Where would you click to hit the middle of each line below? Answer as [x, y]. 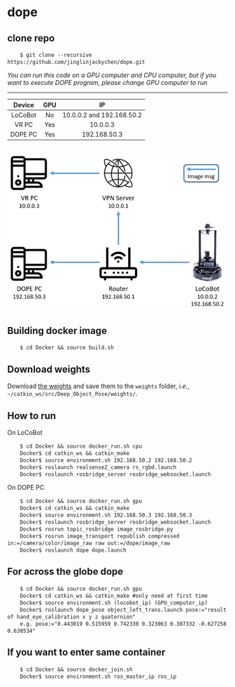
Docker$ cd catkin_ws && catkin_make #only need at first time [114, 596]
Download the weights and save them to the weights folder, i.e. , [99, 386]
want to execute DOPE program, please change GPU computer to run [107, 82]
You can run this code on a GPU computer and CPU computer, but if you [112, 75]
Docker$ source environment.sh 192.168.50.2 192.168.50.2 [106, 460]
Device [24, 105]
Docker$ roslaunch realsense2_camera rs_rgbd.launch [98, 467]
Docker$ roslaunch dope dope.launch [73, 550]
